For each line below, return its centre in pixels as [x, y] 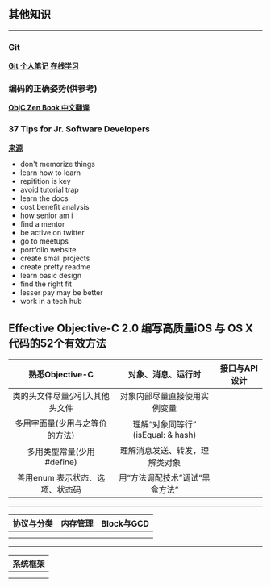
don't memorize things [57, 164]
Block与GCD [125, 523]
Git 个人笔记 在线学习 [44, 66]
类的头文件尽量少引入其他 [61, 396]
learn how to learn [50, 173]
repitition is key [45, 181]
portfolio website [48, 249]
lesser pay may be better [61, 292]
